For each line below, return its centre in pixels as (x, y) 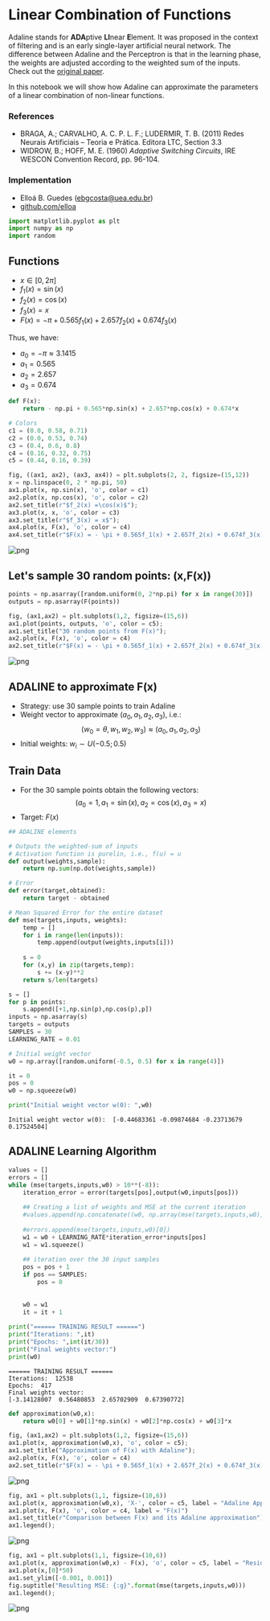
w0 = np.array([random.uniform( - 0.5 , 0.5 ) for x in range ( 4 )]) (117, 1061)
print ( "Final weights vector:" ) (62, 1349)
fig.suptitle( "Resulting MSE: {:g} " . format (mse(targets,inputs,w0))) (127, 1586)
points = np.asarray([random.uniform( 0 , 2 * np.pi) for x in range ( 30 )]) (131, 594)
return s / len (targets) (61, 980)
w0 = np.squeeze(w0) (43, 1091)
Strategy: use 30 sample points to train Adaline (98, 706)
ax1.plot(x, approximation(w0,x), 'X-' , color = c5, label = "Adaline (129, 1503)
